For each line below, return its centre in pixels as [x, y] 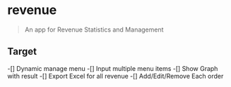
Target [22, 52]
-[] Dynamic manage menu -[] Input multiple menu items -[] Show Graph [113, 68]
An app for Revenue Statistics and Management [94, 29]
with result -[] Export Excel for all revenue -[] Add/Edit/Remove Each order [115, 76]
